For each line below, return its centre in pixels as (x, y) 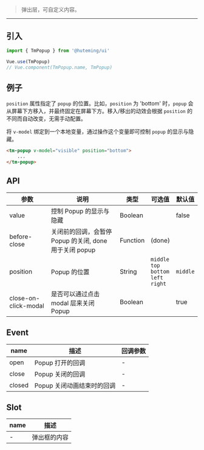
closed (19, 385)
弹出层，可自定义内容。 (50, 9)
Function (132, 240)
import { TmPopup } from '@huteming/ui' (58, 50)
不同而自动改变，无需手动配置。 (46, 119)
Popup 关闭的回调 (60, 374)
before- (21, 237)
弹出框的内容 (50, 437)
